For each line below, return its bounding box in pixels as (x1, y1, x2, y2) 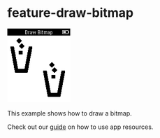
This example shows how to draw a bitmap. (7, 109, 133, 117)
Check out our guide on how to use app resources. (7, 123, 154, 131)
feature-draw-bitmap (7, 5, 134, 21)
